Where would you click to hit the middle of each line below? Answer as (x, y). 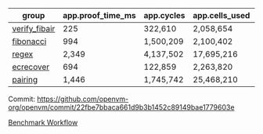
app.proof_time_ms (99, 15)
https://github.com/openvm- (83, 99)
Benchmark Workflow (43, 122)
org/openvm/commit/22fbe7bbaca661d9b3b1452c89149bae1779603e (121, 107)
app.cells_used (222, 15)
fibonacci (29, 41)
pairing (25, 80)
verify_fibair (34, 29)
